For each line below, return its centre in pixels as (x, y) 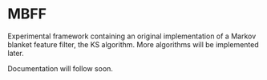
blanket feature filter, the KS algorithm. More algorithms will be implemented (133, 44)
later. (16, 53)
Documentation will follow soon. (61, 68)
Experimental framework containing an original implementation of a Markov (132, 36)
